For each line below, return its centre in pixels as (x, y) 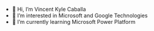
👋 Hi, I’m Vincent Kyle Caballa (49, 9)
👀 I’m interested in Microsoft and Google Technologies (80, 15)
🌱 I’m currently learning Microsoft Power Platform (74, 22)
